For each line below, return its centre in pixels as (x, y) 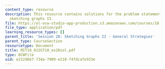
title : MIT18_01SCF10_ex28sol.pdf (41, 50)
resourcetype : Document (29, 46)
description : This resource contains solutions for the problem (72, 14)
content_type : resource (29, 9)
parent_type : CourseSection (34, 41)
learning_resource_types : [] (35, 32)
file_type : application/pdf (34, 28)
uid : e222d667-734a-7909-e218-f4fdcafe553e (50, 59)
